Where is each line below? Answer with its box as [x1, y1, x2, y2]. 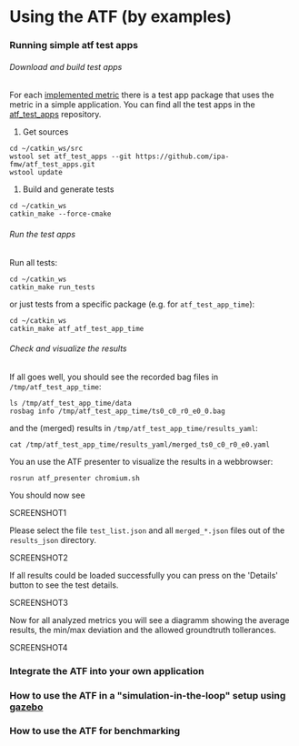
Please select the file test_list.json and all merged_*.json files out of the [9, 525, 285, 536]
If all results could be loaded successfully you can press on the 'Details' [9, 570, 279, 580]
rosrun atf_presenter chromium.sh [9, 473, 141, 483]
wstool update [9, 168, 64, 177]
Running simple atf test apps [9, 39, 139, 52]
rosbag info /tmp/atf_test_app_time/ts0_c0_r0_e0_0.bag [9, 407, 225, 416]
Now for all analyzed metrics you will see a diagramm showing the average [9, 614, 290, 625]
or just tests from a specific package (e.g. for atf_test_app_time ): [9, 298, 255, 309]
